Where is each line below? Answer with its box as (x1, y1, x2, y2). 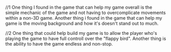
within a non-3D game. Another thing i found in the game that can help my (5, 15, 163, 21)
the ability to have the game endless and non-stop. (5, 41, 113, 47)
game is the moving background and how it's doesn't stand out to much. (5, 20, 159, 26)
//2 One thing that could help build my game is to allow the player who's (5, 30, 158, 36)
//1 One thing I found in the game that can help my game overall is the (5, 5, 153, 10)
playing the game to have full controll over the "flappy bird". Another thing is (5, 35, 166, 41)
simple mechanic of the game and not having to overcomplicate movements (5, 10, 166, 16)
